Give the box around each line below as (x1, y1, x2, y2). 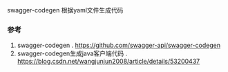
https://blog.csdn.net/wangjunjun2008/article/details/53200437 (17, 57, 200, 66)
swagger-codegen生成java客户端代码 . (17, 49, 128, 57)
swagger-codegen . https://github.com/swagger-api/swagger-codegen (17, 41, 221, 50)
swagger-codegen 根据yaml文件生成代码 (7, 6, 124, 14)
